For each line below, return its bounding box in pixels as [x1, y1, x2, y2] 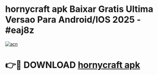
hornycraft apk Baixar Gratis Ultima [5, 3, 154, 15]
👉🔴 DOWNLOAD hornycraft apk [5, 60, 141, 71]
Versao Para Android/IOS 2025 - [5, 14, 141, 25]
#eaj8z [5, 25, 35, 36]
